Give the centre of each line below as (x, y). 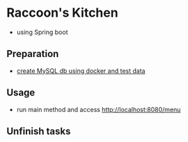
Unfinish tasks (39, 131)
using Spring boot (42, 32)
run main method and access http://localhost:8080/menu (99, 109)
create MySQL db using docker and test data (81, 70)
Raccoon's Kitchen (63, 13)
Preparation (33, 54)
